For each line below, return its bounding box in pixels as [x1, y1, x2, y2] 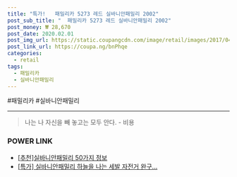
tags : [7, 63, 23, 70]
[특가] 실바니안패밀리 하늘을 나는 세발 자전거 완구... [17, 162, 158, 171]
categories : [7, 50, 42, 57]
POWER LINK [7, 136, 53, 146]
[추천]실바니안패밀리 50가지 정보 [17, 153, 108, 161]
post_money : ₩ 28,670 [7, 23, 71, 30]
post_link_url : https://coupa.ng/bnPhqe [7, 43, 128, 50]
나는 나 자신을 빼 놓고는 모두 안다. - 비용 [24, 118, 135, 127]
